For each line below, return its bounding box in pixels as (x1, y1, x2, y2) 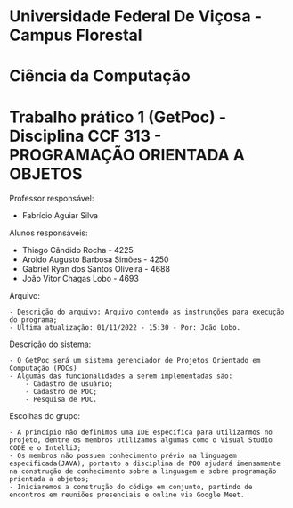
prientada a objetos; (9, 475, 90, 484)
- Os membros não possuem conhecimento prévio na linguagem (9, 452, 238, 461)
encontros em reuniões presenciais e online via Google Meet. (9, 490, 245, 500)
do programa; (9, 315, 58, 324)
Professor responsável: (9, 193, 94, 204)
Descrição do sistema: (9, 339, 92, 349)
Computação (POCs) (9, 364, 77, 373)
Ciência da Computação (9, 66, 191, 86)
